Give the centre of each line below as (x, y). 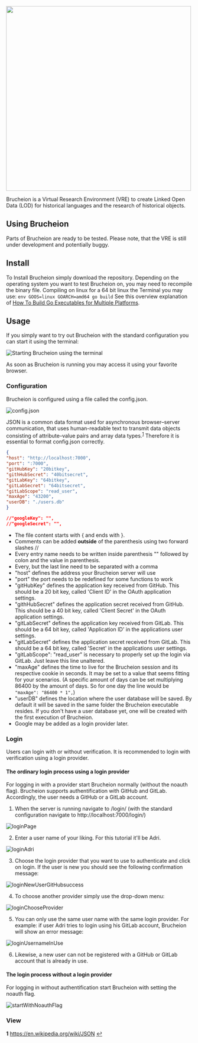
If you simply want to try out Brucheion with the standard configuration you (98, 335)
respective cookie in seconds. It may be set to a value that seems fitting (102, 673)
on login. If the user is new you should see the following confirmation (99, 867)
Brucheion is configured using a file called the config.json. (77, 399)
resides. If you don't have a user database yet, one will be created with (101, 711)
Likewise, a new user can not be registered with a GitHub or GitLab (96, 955)
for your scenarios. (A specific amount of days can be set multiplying (99, 679)
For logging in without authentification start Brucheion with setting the (91, 987)
